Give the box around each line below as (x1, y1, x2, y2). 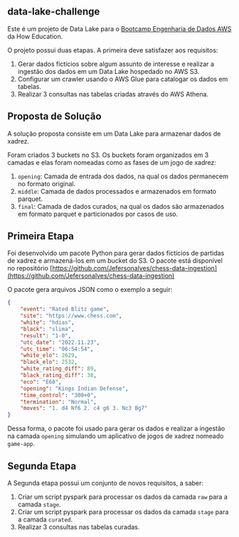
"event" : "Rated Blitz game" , (20, 305, 110, 313)
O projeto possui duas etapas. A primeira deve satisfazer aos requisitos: (7, 45, 218, 54)
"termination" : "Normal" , (20, 398, 97, 406)
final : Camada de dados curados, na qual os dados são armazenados (17, 202, 225, 210)
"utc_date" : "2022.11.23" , (20, 339, 100, 346)
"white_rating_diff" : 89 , (20, 365, 97, 372)
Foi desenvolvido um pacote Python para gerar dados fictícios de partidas (7, 249, 225, 258)
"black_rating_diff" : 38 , (20, 372, 97, 379)
